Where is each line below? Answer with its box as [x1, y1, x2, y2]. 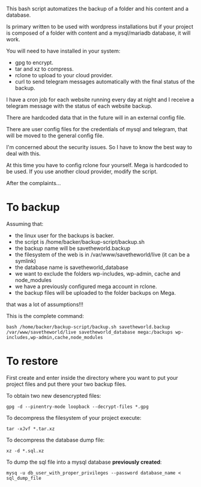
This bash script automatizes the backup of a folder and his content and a [6, 5, 189, 12]
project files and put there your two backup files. [6, 380, 127, 388]
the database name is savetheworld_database [14, 264, 129, 271]
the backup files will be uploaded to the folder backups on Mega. [14, 289, 176, 296]
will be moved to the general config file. [6, 132, 104, 139]
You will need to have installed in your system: [6, 47, 121, 55]
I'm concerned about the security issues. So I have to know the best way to [6, 144, 193, 150]
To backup [6, 201, 60, 214]
